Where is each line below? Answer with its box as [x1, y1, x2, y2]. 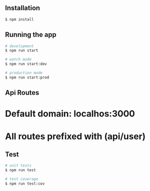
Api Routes [5, 88, 39, 97]
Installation [5, 4, 40, 12]
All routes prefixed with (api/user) [5, 131, 146, 142]
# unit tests [5, 163, 32, 168]
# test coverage [5, 177, 38, 182]
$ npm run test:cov [5, 181, 45, 186]
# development [5, 44, 34, 49]
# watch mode [5, 57, 32, 62]
